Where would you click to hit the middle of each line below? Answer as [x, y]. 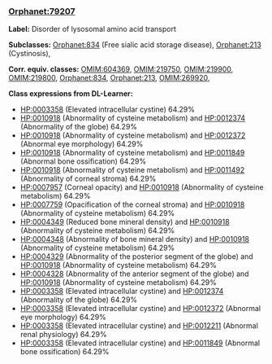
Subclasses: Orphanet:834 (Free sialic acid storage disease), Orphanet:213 [135, 45]
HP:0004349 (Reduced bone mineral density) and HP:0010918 [125, 222]
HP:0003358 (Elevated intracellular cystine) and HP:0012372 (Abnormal [140, 309]
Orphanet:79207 [42, 11]
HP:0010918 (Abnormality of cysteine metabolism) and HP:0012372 [133, 135]
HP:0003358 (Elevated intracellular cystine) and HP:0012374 [122, 292]
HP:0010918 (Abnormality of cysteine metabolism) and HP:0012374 [133, 118]
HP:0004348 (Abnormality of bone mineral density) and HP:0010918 [135, 239]
